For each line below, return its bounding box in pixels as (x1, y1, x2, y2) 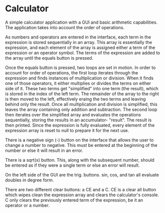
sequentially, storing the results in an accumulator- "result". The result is (5, 117, 152, 123)
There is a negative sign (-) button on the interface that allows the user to (5, 137, 154, 143)
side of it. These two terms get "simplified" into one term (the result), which (5, 85, 159, 91)
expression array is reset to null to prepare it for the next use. (5, 127, 130, 133)
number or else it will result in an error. (5, 147, 84, 153)
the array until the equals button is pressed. (5, 55, 94, 61)
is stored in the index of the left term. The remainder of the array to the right (5, 91, 159, 97)
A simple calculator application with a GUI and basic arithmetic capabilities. (5, 19, 158, 25)
